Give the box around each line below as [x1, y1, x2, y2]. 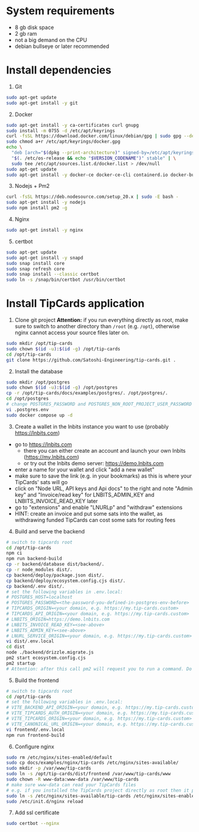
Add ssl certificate [14, 809, 60, 816]
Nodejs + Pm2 [14, 183, 50, 190]
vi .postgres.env [6, 407, 49, 412]
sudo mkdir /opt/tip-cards [6, 341, 73, 347]
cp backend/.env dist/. [6, 583, 65, 589]
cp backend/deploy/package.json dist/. [6, 572, 105, 578]
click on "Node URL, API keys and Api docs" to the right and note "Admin [14, 485, 193, 492]
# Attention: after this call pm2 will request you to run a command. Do [6, 665, 192, 672]
